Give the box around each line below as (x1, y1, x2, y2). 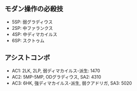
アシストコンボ (4, 54, 50, 62)
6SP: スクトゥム (11, 37, 45, 43)
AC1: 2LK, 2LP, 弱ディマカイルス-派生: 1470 (11, 68, 100, 74)
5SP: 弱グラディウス (11, 19, 53, 25)
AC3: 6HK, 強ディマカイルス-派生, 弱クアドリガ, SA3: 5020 (11, 80, 132, 86)
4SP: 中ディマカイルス (11, 31, 57, 37)
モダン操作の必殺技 (4, 4, 63, 13)
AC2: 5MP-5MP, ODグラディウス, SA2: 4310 (11, 74, 101, 80)
